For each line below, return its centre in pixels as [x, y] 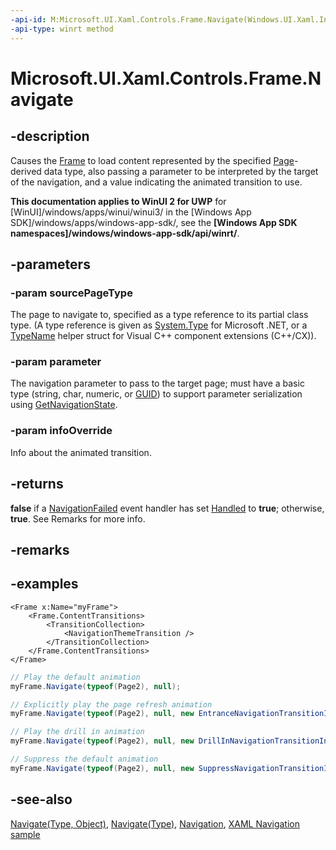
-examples [44, 584]
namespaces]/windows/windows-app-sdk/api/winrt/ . [125, 233]
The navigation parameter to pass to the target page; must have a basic [157, 383]
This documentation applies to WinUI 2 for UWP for [118, 201]
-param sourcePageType [71, 293]
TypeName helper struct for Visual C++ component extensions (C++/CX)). [163, 336]
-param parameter [56, 362]
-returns [37, 484]
